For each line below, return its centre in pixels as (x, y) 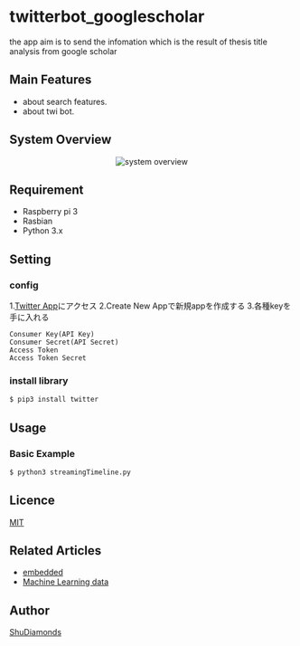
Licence (33, 501)
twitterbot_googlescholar (107, 17)
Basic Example (42, 453)
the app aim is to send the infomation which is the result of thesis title (139, 42)
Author (29, 610)
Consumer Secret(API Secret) (64, 342)
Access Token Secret (48, 358)
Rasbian (37, 221)
